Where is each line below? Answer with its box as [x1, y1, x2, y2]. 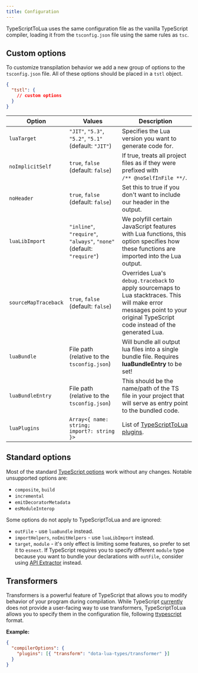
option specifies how [121, 237, 180, 245]
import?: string [69, 428, 115, 435]
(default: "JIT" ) [69, 141, 112, 150]
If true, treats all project [121, 151, 187, 160]
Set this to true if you [121, 183, 180, 191]
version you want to [121, 134, 177, 143]
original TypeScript [121, 313, 175, 321]
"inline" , [69, 222, 95, 231]
